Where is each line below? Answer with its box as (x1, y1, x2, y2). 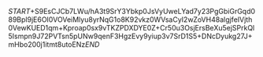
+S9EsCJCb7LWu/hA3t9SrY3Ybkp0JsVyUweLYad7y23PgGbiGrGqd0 (30, 7, 256, 16)
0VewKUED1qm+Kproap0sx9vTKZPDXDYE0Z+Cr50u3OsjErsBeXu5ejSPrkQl (8, 23, 255, 32)
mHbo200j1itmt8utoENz (8, 40, 86, 49)
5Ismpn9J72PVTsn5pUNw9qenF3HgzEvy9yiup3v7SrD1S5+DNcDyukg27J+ (8, 31, 254, 41)
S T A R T (8, 7, 31, 16)
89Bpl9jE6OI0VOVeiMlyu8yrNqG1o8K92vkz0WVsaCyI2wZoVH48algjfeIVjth (8, 15, 253, 24)
